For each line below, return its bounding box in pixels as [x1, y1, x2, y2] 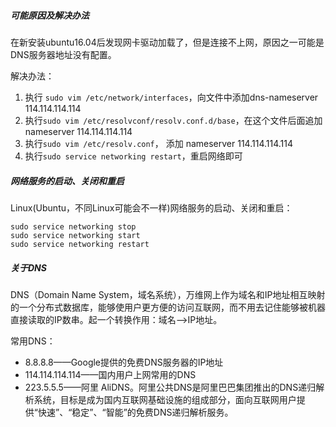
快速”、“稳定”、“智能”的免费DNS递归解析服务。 [37, 406, 234, 418]
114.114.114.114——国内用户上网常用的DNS [24, 368, 197, 380]
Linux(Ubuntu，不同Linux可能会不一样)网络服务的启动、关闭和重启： [10, 201, 293, 214]
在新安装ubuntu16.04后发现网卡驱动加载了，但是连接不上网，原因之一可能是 [10, 36, 325, 48]
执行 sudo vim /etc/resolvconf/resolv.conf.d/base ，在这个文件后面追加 [24, 114, 323, 126]
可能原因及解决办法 [10, 9, 90, 21]
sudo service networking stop [10, 221, 137, 232]
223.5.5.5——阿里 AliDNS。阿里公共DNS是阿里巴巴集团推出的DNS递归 [24, 381, 317, 393]
